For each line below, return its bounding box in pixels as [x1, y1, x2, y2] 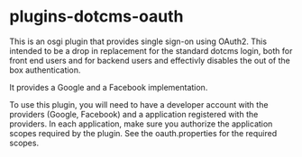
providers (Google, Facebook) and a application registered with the [9, 109, 259, 119]
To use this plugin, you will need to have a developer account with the [9, 99, 269, 109]
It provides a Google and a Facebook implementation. [9, 82, 208, 92]
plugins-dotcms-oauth [9, 6, 184, 27]
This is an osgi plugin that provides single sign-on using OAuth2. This [9, 36, 268, 47]
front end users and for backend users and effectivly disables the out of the [9, 55, 290, 65]
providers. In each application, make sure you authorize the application [9, 118, 273, 129]
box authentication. [9, 65, 81, 75]
